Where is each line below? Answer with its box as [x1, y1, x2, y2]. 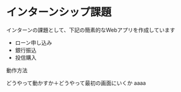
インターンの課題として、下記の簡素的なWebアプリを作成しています [6, 26, 176, 33]
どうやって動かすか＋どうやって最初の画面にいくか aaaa [6, 79, 146, 87]
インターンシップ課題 [6, 5, 112, 19]
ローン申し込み [14, 39, 52, 46]
